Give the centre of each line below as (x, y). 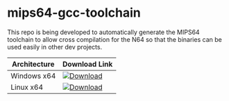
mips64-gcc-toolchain (74, 13)
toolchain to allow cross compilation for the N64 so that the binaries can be (114, 39)
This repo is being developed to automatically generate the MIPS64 (103, 32)
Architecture (33, 64)
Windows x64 (33, 76)
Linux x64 (27, 87)
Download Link (87, 64)
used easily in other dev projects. (55, 47)
